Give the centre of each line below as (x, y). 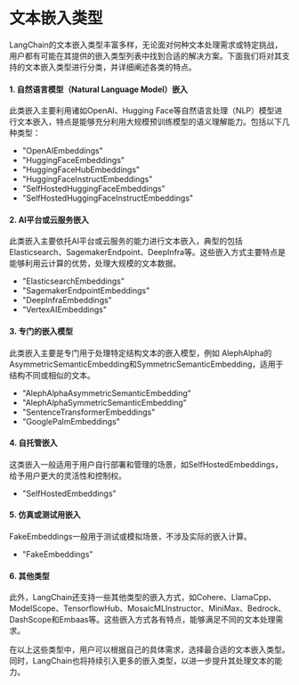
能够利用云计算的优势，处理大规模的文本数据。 (95, 263)
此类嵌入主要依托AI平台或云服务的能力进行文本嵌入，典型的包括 (126, 241)
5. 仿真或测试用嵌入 (45, 515)
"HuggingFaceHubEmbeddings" (81, 169)
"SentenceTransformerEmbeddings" (89, 412)
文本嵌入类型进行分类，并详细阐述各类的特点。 (110, 67)
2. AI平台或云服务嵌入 (49, 219)
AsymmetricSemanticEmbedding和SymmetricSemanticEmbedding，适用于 (146, 364)
